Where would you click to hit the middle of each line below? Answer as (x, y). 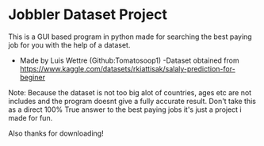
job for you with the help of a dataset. (69, 44)
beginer (33, 77)
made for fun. (31, 117)
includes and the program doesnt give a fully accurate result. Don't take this (132, 101)
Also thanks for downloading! (56, 133)
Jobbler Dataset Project (88, 15)
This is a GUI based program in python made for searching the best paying (130, 36)
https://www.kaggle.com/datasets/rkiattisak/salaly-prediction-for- (127, 68)
